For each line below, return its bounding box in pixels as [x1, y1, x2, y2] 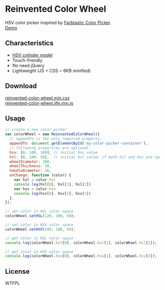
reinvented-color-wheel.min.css [5, 95, 70, 101]
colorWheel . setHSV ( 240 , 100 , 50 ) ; [5, 227, 76, 232]
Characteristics [5, 39, 54, 48]
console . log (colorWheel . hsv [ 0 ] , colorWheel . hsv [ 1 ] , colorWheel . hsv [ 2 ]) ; [5, 254, 157, 259]
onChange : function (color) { [9, 173, 71, 178]
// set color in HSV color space [5, 222, 74, 227]
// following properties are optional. [9, 145, 91, 150]
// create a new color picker [5, 127, 67, 132]
